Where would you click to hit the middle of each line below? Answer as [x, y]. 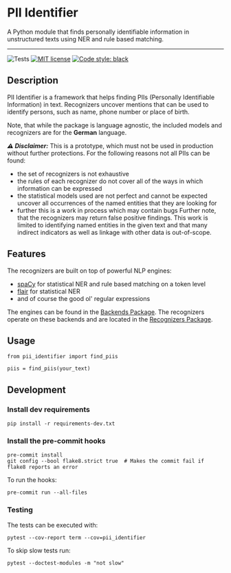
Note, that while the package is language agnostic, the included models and [114, 125]
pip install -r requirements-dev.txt [61, 424]
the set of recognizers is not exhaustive [73, 174]
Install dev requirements [49, 409]
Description [33, 81]
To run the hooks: [32, 480]
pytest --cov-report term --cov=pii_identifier [77, 538]
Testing [20, 510]
